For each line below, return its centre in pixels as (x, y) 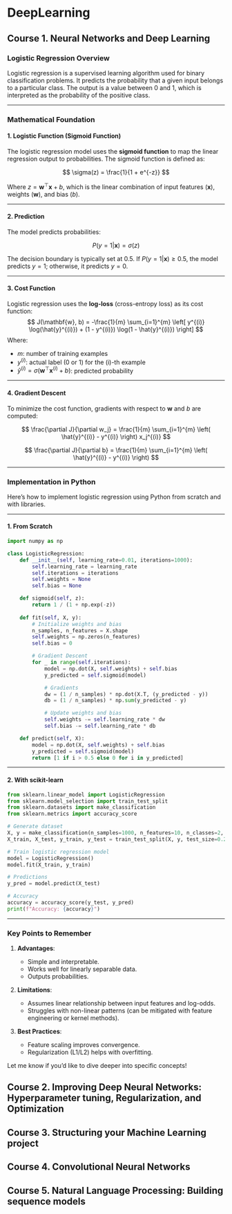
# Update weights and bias (83, 713)
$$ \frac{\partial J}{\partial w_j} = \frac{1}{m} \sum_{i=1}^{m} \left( (116, 429)
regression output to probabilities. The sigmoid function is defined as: (106, 159)
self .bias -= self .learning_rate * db (100, 726)
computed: (22, 416)
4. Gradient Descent (37, 393)
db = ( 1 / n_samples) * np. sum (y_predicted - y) (115, 701)
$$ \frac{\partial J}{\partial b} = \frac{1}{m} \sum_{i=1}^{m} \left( (116, 450)
